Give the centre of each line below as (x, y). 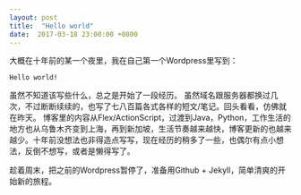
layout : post (34, 17)
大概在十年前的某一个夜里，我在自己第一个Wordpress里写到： (124, 61)
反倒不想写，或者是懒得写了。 (80, 151)
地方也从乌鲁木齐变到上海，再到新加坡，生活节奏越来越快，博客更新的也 (142, 129)
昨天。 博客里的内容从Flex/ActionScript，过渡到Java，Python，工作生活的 (154, 118)
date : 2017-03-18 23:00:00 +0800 (74, 34)
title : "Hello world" (52, 26)
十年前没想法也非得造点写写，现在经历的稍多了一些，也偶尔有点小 (154, 140)
